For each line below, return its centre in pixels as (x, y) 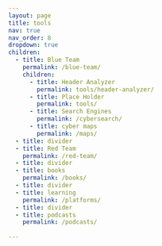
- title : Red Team (46, 148)
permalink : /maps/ (67, 133)
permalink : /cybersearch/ (80, 119)
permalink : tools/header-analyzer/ (96, 89)
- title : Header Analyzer (72, 82)
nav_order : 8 (30, 38)
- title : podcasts (46, 215)
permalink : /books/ (55, 178)
